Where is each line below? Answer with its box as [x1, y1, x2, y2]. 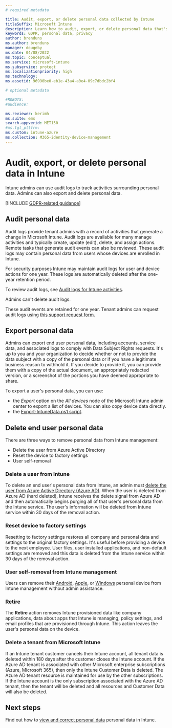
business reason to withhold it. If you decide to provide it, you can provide [5, 362, 162, 368]
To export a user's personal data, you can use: [5, 388, 103, 394]
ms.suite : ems [5, 116, 36, 121]
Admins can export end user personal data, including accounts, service [5, 340, 156, 346]
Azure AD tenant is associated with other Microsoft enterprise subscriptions [5, 661, 165, 668]
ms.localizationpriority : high [5, 69, 72, 74]
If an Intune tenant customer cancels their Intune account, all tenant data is [5, 650, 164, 656]
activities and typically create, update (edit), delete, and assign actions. [5, 239, 156, 246]
